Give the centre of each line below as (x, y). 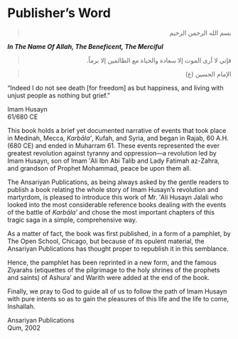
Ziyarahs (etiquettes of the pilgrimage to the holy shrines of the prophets (114, 270)
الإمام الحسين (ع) (208, 74)
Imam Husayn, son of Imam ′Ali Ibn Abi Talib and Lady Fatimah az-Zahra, (114, 161)
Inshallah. (21, 306)
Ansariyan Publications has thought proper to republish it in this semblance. (118, 248)
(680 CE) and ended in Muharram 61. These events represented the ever (114, 145)
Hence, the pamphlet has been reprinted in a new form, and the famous (112, 262)
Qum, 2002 (24, 328)
